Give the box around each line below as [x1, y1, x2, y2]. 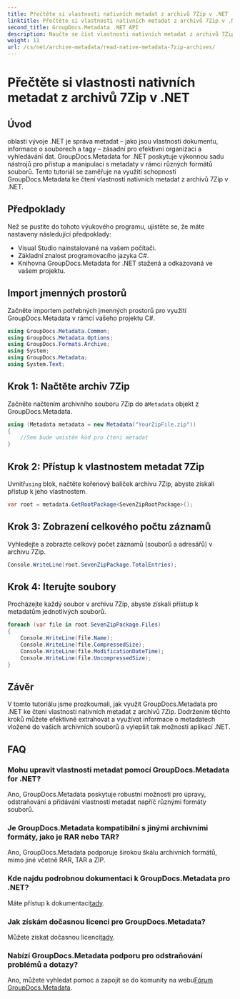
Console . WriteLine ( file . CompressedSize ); [20, 641, 145, 648]
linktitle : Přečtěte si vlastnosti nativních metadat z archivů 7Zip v [7, 17, 225, 24]
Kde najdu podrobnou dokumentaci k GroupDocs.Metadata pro [7, 873, 231, 883]
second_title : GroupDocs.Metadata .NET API [7, 24, 139, 31]
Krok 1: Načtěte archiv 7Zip [7, 380, 130, 393]
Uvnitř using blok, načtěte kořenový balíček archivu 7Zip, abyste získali [7, 479, 215, 488]
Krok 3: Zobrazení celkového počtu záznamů [7, 521, 211, 533]
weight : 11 [7, 37, 40, 44]
